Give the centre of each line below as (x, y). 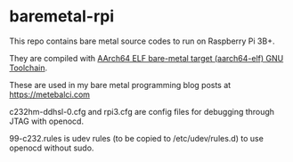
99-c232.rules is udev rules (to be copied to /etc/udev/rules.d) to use (137, 138)
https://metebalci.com (50, 94)
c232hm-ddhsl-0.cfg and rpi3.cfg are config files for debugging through (142, 111)
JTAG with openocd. (47, 121)
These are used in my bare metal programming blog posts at (120, 85)
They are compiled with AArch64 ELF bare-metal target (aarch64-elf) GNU (146, 58)
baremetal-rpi (61, 16)
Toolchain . (28, 68)
